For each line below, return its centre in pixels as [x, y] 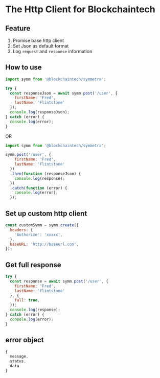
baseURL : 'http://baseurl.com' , [44, 244]
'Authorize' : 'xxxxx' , [39, 234]
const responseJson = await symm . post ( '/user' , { [64, 93]
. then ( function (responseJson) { [45, 174]
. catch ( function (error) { [39, 188]
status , [18, 361]
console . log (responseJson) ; [40, 112]
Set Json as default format [41, 46]
